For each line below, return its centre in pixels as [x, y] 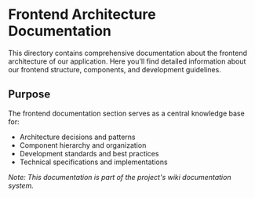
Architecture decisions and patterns [77, 137]
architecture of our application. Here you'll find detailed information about [127, 61]
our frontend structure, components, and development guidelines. [115, 69]
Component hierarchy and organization [83, 145]
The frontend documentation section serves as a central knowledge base [126, 113]
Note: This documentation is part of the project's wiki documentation [120, 177]
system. [21, 185]
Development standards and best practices [89, 153]
